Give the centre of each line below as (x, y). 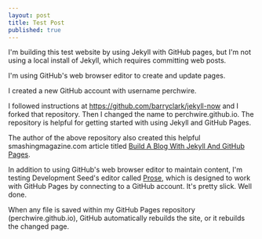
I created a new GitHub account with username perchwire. (102, 91)
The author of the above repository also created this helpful (104, 138)
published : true (35, 30)
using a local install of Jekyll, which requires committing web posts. (117, 60)
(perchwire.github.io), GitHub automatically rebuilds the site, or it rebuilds (127, 218)
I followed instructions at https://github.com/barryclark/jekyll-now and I (124, 106)
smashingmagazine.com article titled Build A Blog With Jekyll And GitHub (126, 147)
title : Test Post (36, 23)
